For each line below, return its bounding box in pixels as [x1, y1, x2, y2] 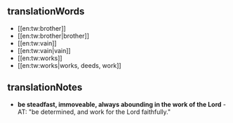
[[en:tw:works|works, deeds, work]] [17, 61, 121, 69]
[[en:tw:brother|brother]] [17, 31, 90, 40]
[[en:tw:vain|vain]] [17, 46, 72, 55]
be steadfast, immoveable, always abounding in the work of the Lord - [17, 100, 227, 108]
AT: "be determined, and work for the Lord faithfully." [17, 108, 171, 116]
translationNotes [7, 82, 83, 94]
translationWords [7, 6, 85, 17]
